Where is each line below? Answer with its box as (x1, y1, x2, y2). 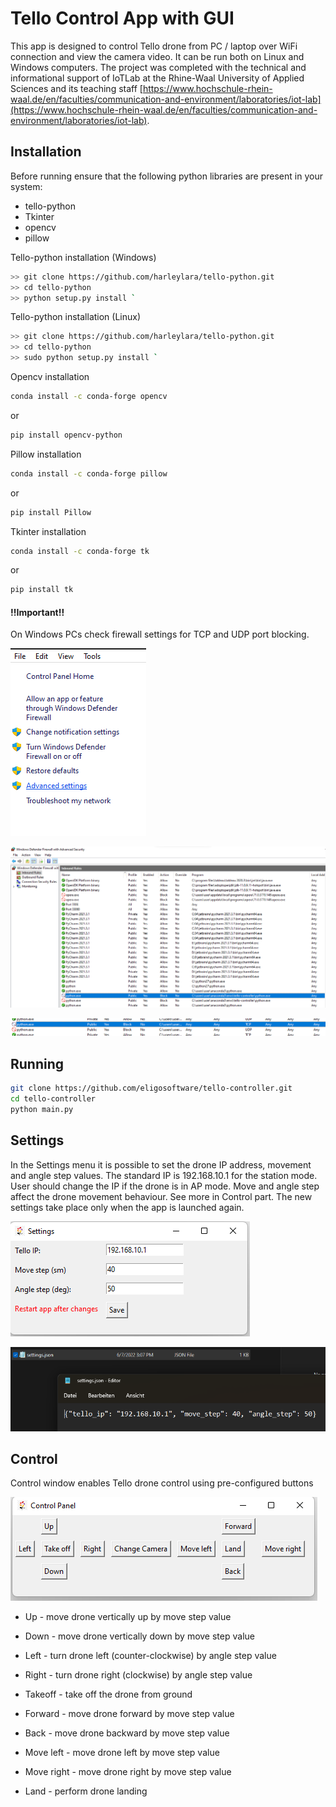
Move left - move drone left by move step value (24, 1747, 220, 1759)
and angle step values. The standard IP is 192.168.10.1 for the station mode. (10, 1169, 318, 1181)
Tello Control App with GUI (10, 7, 235, 30)
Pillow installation (10, 448, 82, 460)
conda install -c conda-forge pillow (10, 468, 168, 479)
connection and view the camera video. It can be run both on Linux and (10, 50, 305, 62)
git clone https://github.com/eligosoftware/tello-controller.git (10, 1083, 293, 1094)
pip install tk (10, 585, 74, 595)
